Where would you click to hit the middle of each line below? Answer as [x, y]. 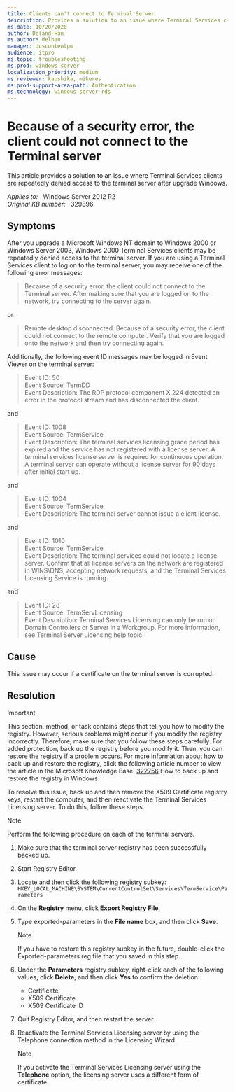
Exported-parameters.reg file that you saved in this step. [99, 955]
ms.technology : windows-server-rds [59, 92]
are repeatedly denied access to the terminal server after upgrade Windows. [117, 183]
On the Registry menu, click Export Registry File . [89, 908]
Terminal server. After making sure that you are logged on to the [117, 293]
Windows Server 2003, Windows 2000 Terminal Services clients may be [112, 250]
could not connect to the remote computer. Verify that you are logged [124, 335]
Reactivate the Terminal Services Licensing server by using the [108, 1032]
